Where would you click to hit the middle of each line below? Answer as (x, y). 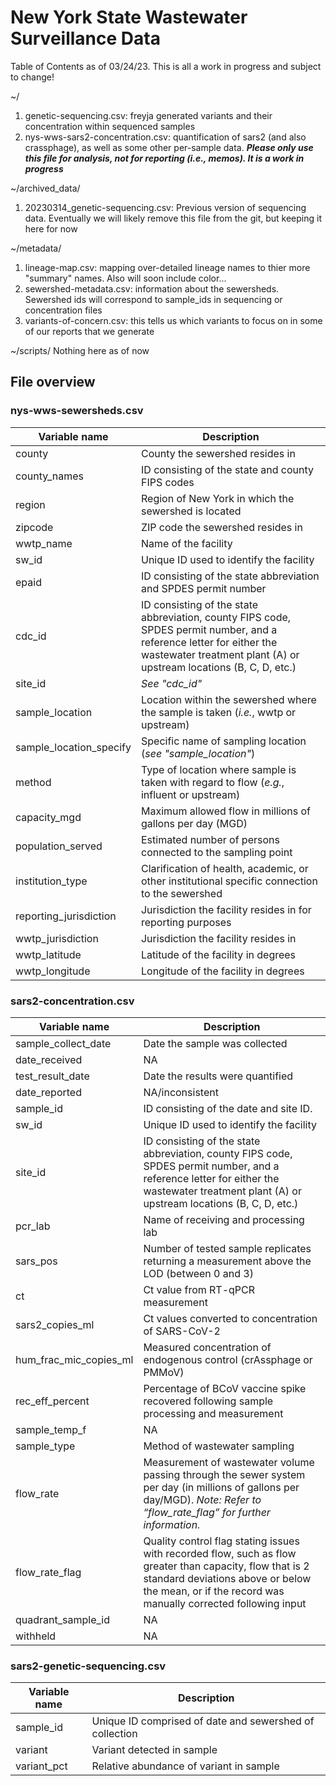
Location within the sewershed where (228, 699)
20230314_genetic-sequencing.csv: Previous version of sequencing (165, 207)
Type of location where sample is (218, 769)
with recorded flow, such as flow (220, 1553)
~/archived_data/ (45, 188)
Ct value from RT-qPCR (199, 1289)
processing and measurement (213, 1413)
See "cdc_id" (171, 683)
